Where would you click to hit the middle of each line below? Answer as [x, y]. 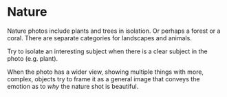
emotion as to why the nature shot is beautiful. [73, 86]
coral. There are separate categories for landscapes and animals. [100, 38]
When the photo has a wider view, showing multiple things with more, [106, 72]
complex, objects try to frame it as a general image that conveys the [104, 79]
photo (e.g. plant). [33, 58]
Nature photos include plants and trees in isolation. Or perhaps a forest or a [114, 31]
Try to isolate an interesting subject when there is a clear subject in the [107, 51]
